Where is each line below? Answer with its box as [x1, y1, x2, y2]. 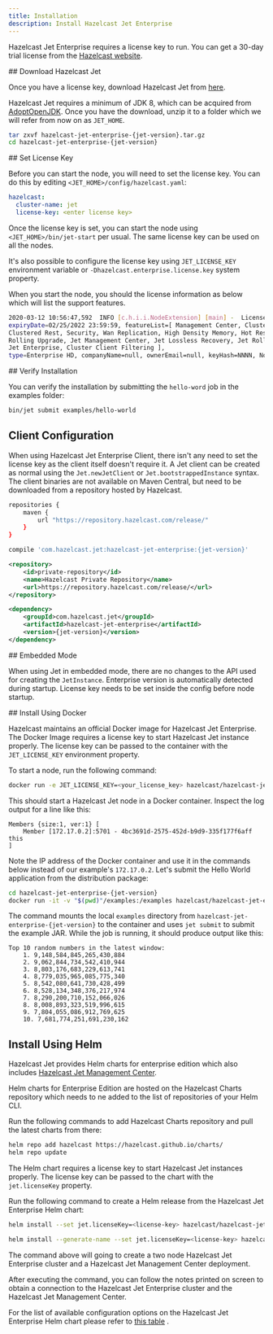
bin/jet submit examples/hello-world [8, 406, 136, 415]
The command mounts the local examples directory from [8, 911, 196, 921]
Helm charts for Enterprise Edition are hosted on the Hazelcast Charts [8, 1083, 242, 1093]
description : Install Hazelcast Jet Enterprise [8, 20, 173, 28]
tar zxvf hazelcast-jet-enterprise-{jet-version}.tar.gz [8, 131, 206, 139]
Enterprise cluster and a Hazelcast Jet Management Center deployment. [8, 1258, 250, 1268]
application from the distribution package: [8, 873, 149, 883]
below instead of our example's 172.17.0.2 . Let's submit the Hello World [8, 864, 251, 874]
